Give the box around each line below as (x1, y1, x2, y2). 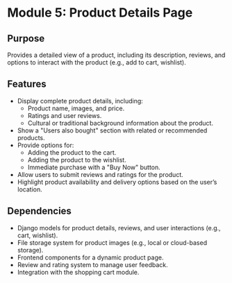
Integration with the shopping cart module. (17, 268, 140, 276)
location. (17, 185, 43, 194)
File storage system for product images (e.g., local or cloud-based (17, 238, 207, 247)
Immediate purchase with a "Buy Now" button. (27, 163, 161, 171)
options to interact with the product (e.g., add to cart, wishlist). (7, 58, 186, 67)
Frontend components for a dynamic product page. (17, 253, 164, 261)
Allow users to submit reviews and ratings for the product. (17, 170, 183, 178)
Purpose (7, 33, 45, 44)
